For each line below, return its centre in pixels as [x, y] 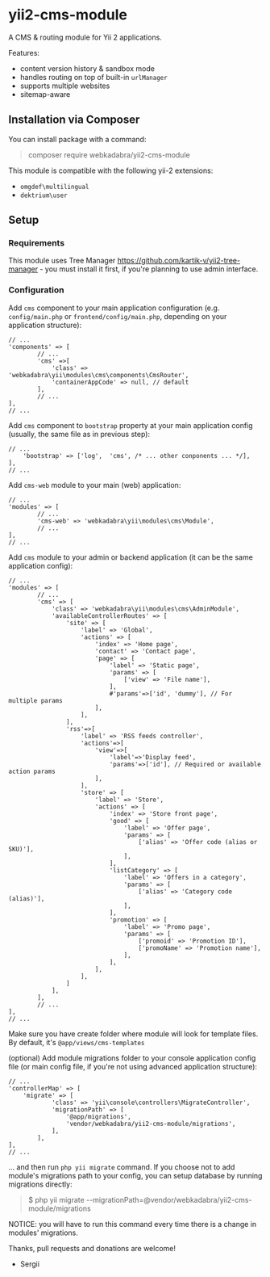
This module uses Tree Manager [62, 261]
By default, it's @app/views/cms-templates [77, 1042]
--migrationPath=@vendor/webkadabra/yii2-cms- [169, 1199]
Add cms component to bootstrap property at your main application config [131, 425]
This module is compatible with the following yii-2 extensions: [111, 170]
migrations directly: [40, 1184]
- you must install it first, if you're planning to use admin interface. [149, 269]
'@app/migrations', [98, 1116]
